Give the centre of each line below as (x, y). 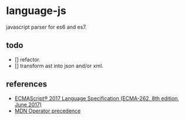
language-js (36, 11)
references (27, 84)
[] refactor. (28, 59)
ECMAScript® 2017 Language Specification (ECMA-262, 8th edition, (97, 98)
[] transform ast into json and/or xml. (59, 66)
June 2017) (28, 104)
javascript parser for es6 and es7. (46, 27)
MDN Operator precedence (48, 111)
